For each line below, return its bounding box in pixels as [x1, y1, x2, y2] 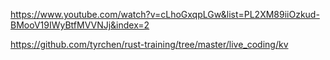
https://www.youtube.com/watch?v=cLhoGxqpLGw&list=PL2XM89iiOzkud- [10, 9, 320, 20]
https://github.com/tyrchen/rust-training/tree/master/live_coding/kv [10, 39, 289, 50]
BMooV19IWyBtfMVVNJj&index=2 [10, 19, 150, 31]
